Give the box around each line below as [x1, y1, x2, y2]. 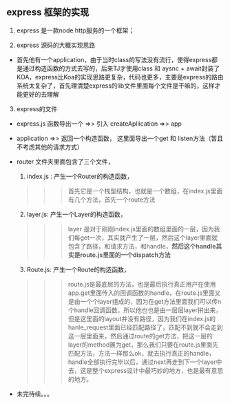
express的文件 [16, 104, 58, 113]
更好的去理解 [22, 90, 59, 98]
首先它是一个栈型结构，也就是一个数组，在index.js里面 [67, 186, 223, 195]
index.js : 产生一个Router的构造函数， [26, 172, 134, 180]
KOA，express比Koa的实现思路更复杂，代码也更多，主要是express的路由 [16, 73, 224, 81]
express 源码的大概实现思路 [16, 41, 96, 49]
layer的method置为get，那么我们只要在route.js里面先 [67, 340, 218, 349]
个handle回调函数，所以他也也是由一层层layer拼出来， [67, 306, 222, 314]
